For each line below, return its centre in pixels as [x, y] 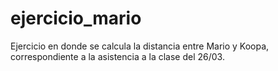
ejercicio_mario [76, 18]
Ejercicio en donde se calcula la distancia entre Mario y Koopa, [140, 46]
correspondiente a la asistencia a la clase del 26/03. [117, 56]
